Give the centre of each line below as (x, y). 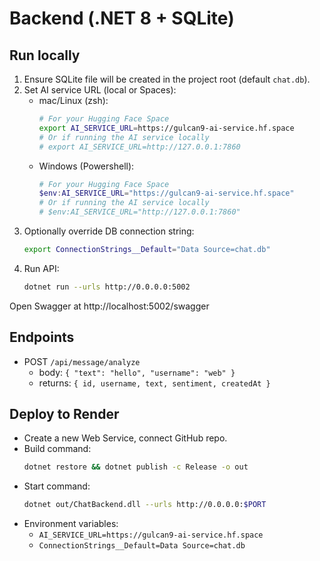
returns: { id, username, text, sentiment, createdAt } (154, 383)
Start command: (57, 486)
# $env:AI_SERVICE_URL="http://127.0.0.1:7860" (139, 212)
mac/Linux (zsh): (73, 100)
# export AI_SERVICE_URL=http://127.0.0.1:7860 (139, 147)
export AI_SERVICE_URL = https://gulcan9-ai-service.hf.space (166, 128)
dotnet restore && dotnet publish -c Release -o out (136, 467)
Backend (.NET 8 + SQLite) (122, 18)
